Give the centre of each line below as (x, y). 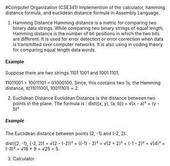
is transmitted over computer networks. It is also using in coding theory (88, 44)
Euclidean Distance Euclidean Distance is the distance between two (84, 98)
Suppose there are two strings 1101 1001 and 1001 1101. (63, 73)
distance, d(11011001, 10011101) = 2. (42, 88)
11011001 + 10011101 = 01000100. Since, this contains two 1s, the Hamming (83, 83)
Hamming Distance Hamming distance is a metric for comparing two (84, 23)
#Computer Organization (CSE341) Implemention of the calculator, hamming (85, 7)
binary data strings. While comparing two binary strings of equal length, (88, 28)
